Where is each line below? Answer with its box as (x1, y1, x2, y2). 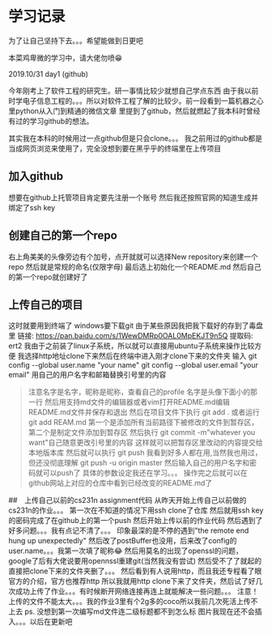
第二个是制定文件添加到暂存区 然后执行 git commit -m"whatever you (28, 428, 256, 437)
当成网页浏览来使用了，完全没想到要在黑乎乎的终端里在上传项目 (8, 143, 221, 153)
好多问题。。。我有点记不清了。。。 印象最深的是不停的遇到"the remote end (8, 525, 249, 535)
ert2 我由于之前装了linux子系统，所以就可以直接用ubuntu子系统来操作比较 (8, 341, 255, 351)
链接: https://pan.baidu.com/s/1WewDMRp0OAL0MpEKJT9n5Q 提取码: (17, 331, 253, 341)
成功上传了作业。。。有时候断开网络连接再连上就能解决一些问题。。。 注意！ (15, 586, 259, 596)
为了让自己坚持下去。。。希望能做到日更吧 (8, 36, 143, 45)
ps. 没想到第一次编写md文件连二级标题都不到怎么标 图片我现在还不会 (23, 606, 255, 616)
